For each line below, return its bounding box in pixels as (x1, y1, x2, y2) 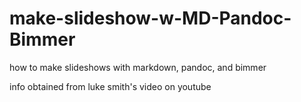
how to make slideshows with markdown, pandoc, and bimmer (9, 61, 267, 73)
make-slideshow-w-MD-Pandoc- (9, 7, 292, 30)
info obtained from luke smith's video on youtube (9, 80, 212, 92)
